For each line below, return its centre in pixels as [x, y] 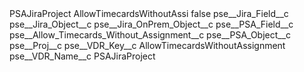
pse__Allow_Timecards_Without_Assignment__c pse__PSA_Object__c [150, 35]
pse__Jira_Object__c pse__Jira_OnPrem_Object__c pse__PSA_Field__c [151, 24]
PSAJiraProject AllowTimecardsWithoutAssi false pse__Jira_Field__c [149, 13]
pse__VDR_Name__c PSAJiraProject [82, 56]
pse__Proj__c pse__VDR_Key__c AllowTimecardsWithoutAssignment [147, 45]
